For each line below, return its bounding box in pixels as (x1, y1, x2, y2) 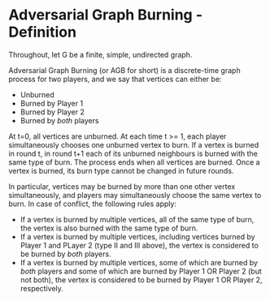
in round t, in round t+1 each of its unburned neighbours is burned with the (8, 148, 259, 158)
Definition (8, 23, 77, 41)
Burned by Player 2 (20, 107, 85, 117)
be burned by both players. (20, 249, 111, 259)
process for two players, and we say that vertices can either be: (8, 74, 222, 84)
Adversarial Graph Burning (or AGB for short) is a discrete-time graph (8, 65, 242, 75)
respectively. (20, 283, 63, 293)
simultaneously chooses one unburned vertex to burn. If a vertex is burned (8, 140, 259, 149)
